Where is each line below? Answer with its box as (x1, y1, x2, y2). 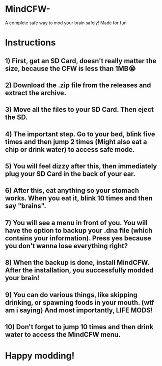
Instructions (5, 37, 56, 48)
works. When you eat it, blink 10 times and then (5, 194, 153, 202)
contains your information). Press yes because (5, 234, 151, 242)
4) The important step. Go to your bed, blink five (5, 130, 156, 138)
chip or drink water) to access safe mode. (5, 145, 135, 154)
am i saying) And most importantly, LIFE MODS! (5, 306, 153, 314)
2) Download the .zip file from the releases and (5, 81, 151, 89)
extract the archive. (5, 89, 67, 97)
